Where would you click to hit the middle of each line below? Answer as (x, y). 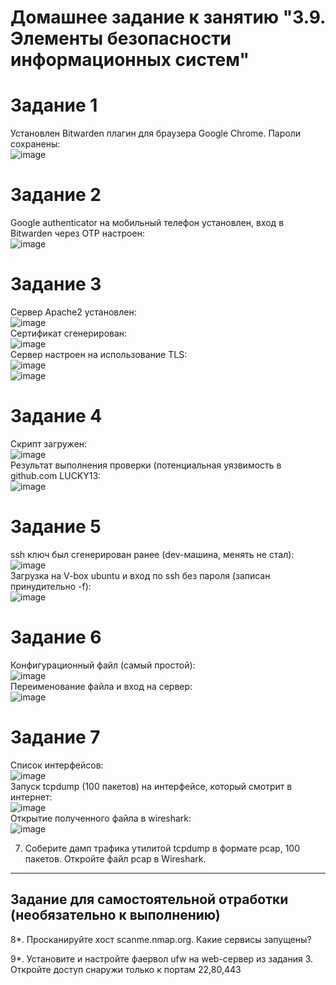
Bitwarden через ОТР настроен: (77, 233)
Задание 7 (55, 737)
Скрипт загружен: (49, 443)
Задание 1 (54, 105)
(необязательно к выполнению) (115, 915)
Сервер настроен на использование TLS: (99, 354)
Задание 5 (56, 527)
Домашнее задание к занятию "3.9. (168, 17)
